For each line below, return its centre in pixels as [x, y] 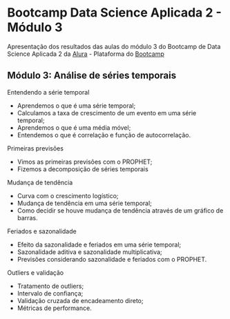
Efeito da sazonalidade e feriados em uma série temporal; [99, 244]
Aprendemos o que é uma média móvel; [74, 127]
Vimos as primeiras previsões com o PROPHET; [85, 162]
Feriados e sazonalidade [42, 231]
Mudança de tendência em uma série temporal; [84, 203]
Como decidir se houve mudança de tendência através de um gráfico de [120, 210]
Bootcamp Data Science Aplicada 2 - [115, 13]
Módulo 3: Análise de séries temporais [92, 76]
